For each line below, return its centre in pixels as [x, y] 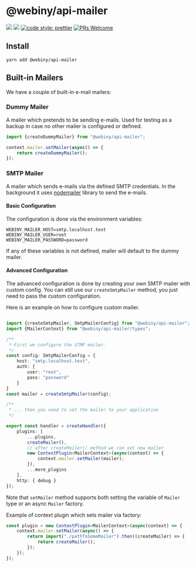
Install [18, 46]
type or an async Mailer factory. [45, 504]
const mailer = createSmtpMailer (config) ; [59, 394]
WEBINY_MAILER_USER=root [36, 235]
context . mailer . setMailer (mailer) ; [81, 459]
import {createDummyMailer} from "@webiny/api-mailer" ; [76, 137]
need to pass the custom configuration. [54, 296]
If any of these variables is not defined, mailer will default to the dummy [93, 251]
